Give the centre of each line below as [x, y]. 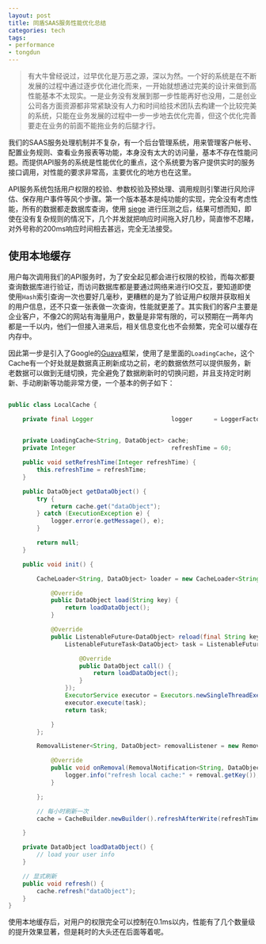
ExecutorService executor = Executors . [130, 696]
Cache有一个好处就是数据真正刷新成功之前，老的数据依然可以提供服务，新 [130, 363]
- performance [32, 45]
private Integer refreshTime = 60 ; [127, 448]
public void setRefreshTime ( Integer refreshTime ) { [109, 462]
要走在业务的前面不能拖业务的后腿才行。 [93, 125]
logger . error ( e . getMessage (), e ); [107, 521]
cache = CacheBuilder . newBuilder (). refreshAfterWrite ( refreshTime [148, 819]
